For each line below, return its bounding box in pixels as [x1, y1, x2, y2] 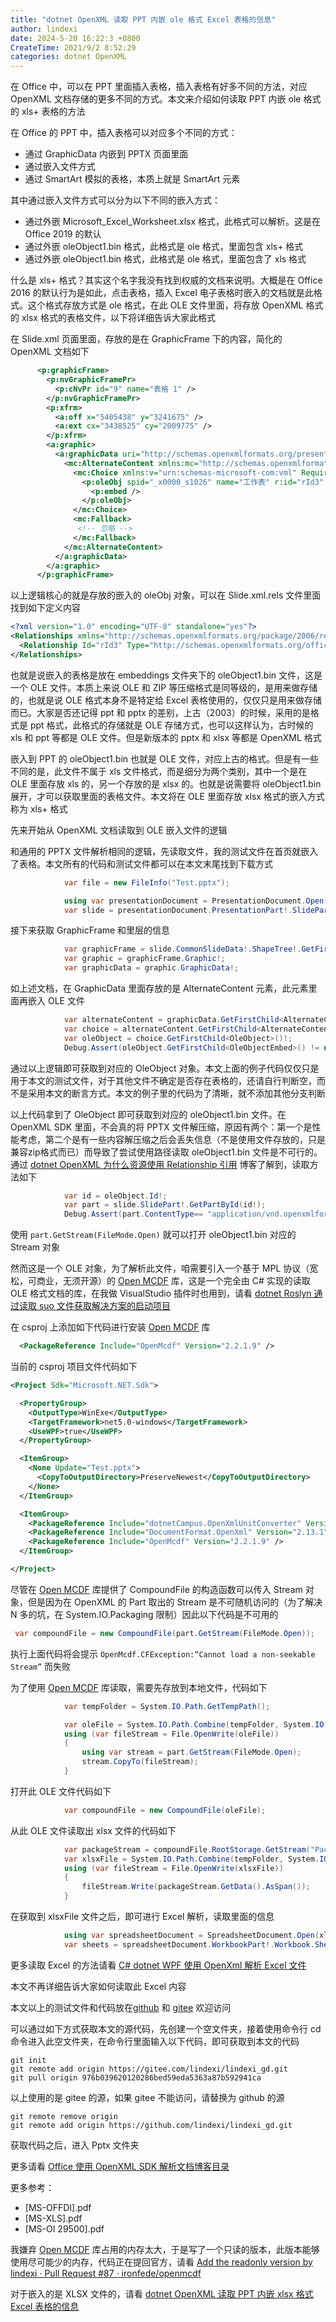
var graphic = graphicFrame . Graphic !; [63, 954, 226, 964]
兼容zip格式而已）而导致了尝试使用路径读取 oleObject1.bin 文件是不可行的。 [10, 1146, 323, 1158]
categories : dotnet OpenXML [10, 52, 128, 62]
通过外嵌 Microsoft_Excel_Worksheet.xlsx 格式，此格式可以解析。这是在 [24, 216, 322, 228]
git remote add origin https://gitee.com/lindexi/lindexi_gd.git [10, 2064, 288, 2074]
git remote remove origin [10, 2111, 118, 2121]
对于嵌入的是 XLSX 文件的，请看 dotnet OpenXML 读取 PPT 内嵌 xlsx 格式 [10, 2287, 314, 2300]
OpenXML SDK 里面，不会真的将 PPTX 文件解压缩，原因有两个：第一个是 [10, 1121, 313, 1133]
